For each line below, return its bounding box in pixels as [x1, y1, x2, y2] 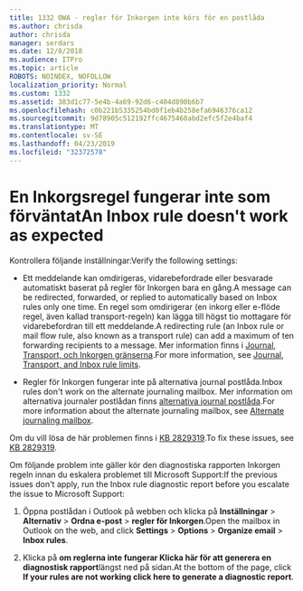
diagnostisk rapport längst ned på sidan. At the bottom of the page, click [22, 561, 292, 572]
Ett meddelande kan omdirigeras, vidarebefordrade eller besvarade [22, 272, 273, 283]
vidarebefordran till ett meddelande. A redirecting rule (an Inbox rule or [22, 320, 285, 331]
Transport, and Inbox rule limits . [22, 359, 142, 370]
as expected [9, 225, 104, 245]
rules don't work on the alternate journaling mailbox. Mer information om [22, 386, 293, 397]
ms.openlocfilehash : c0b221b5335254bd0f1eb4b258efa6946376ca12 [9, 106, 253, 115]
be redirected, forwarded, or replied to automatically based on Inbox [22, 291, 278, 303]
